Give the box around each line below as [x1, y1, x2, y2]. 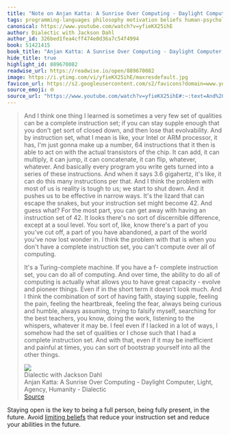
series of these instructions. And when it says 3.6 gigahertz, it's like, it [23, 170, 222, 178]
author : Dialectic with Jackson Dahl [7, 29, 115, 36]
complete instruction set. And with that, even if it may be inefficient [23, 336, 214, 344]
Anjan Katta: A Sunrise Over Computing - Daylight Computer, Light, [23, 378, 214, 386]
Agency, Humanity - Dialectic [23, 385, 107, 393]
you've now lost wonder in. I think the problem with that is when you [23, 236, 217, 243]
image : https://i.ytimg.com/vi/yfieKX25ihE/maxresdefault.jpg [7, 73, 188, 81]
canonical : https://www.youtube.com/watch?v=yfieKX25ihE [7, 23, 173, 29]
